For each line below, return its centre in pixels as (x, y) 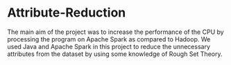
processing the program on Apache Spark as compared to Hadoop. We (109, 39)
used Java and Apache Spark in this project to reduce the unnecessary (109, 46)
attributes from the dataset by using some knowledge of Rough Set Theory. (115, 54)
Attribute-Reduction (67, 13)
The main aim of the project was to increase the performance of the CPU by (115, 32)
